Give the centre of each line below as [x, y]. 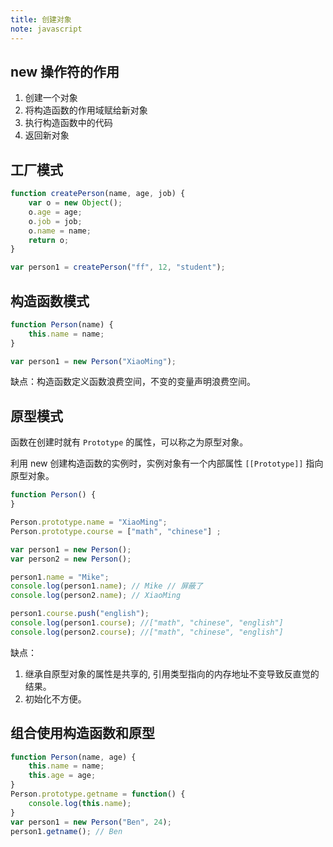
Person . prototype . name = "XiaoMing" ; [89, 522]
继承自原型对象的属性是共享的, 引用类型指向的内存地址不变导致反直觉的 [172, 673]
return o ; [49, 240]
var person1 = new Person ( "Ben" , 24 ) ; [91, 822]
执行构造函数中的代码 [68, 123]
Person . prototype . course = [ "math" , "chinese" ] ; [116, 531]
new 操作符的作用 [65, 71]
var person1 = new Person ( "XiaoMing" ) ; [93, 361]
